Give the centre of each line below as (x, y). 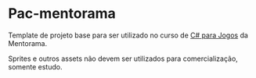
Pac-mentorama (62, 14)
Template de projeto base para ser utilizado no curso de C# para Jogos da (128, 35)
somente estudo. (35, 66)
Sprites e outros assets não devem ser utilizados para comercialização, (123, 58)
